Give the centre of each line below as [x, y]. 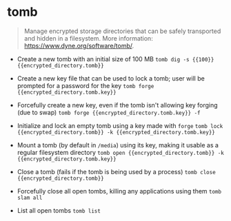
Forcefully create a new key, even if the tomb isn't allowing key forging [118, 105]
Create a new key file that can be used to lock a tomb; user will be [111, 78]
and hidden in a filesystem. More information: [88, 38]
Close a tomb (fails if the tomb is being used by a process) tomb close [116, 171]
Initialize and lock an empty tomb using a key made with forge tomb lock [120, 125]
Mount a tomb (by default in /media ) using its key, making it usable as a [118, 145]
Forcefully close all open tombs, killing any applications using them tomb [119, 191]
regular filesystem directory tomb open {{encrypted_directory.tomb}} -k [120, 152]
